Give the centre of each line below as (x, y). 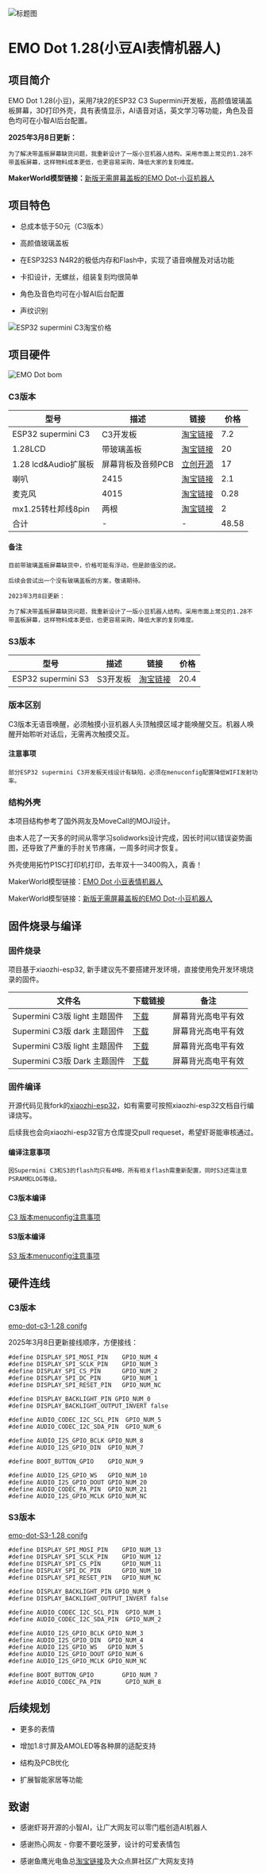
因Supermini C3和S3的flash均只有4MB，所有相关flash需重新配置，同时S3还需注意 (128, 1171)
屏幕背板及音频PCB (138, 464)
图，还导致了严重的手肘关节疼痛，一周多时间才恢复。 (95, 848)
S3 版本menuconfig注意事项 (54, 1256)
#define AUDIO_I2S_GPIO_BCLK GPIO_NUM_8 (76, 1440)
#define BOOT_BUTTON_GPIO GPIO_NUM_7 (83, 1675)
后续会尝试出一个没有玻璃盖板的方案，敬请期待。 (76, 581)
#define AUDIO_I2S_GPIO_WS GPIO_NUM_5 (76, 1647)
